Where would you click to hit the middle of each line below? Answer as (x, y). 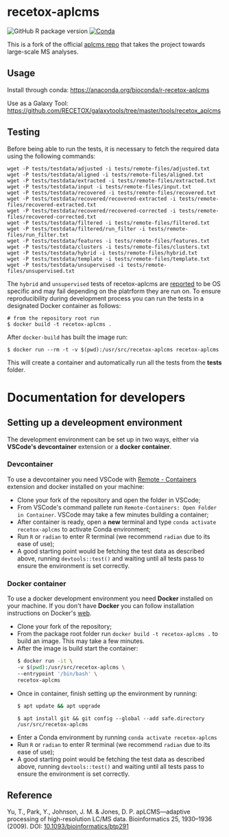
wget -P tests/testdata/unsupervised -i (66, 265)
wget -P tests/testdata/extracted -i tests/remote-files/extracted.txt (111, 181)
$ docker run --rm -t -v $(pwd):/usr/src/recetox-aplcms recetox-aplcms (113, 349)
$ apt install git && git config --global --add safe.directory (111, 718)
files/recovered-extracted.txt (52, 205)
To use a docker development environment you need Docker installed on (110, 598)
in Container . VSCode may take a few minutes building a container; (113, 514)
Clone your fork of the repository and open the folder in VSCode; (109, 500)
